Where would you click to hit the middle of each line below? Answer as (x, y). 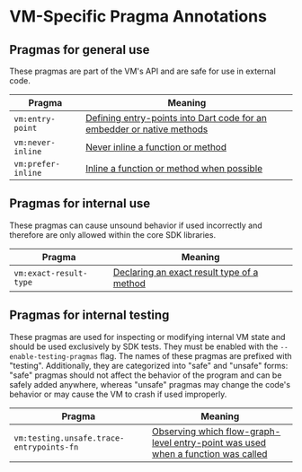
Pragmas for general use (80, 50)
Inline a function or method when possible (174, 168)
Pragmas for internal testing (89, 315)
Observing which (188, 431)
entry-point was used (220, 442)
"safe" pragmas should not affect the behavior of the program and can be (146, 375)
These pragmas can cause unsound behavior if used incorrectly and (136, 225)
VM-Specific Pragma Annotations (138, 17)
